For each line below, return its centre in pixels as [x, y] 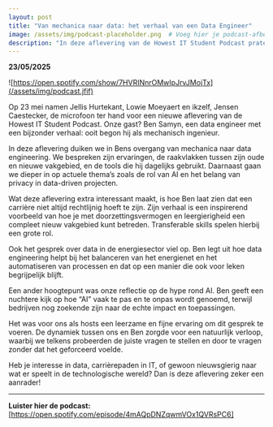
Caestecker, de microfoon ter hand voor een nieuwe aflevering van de [126, 116]
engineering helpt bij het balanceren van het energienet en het [113, 258]
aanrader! [25, 382]
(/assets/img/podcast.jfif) [51, 91]
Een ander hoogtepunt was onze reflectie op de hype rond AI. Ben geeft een [136, 291]
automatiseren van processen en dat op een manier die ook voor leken [127, 266]
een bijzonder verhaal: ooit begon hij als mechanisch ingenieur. [114, 133]
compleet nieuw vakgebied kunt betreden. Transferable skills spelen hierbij [134, 225]
